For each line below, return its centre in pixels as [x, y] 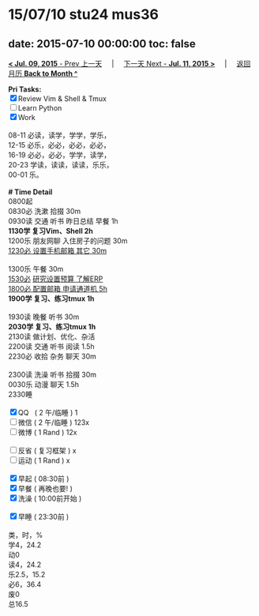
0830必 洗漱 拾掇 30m [45, 211]
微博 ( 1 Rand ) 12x [48, 432]
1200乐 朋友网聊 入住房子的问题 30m [68, 241]
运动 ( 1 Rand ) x [44, 460]
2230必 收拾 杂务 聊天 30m [53, 356]
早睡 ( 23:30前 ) [44, 516]
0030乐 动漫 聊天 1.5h [44, 384]
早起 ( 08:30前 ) [44, 479]
